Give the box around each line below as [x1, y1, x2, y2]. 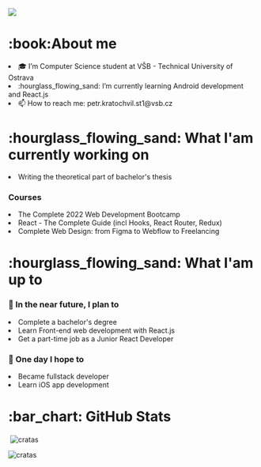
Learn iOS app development [18, 379, 109, 390]
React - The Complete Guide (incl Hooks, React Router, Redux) [18, 218, 223, 228]
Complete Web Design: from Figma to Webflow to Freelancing [18, 227, 220, 236]
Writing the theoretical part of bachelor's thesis [18, 171, 172, 181]
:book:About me [8, 35, 117, 53]
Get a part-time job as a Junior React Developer [18, 333, 174, 343]
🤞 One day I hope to [8, 353, 85, 364]
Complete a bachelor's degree [18, 317, 117, 326]
